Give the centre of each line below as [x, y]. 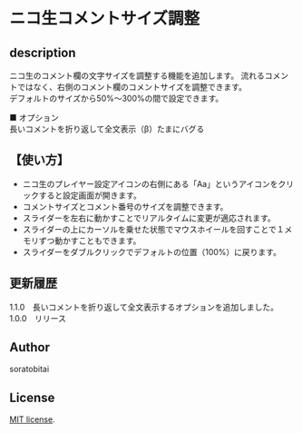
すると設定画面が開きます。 [90, 195]
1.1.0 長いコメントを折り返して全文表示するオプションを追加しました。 [144, 307]
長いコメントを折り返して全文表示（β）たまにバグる [107, 129]
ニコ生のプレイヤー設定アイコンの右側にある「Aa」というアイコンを [150, 183]
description [43, 52]
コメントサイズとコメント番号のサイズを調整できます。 [125, 206]
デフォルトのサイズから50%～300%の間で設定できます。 [117, 98]
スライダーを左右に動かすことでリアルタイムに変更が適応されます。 [149, 218]
